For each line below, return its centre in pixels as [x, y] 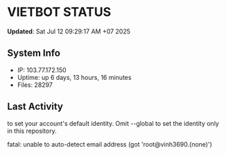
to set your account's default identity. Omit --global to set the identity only [113, 123]
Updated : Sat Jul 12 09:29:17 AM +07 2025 [69, 31]
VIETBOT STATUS [59, 12]
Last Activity [35, 107]
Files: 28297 [35, 85]
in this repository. [32, 131]
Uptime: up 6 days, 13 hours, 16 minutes [74, 77]
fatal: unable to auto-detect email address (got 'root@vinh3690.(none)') [110, 144]
